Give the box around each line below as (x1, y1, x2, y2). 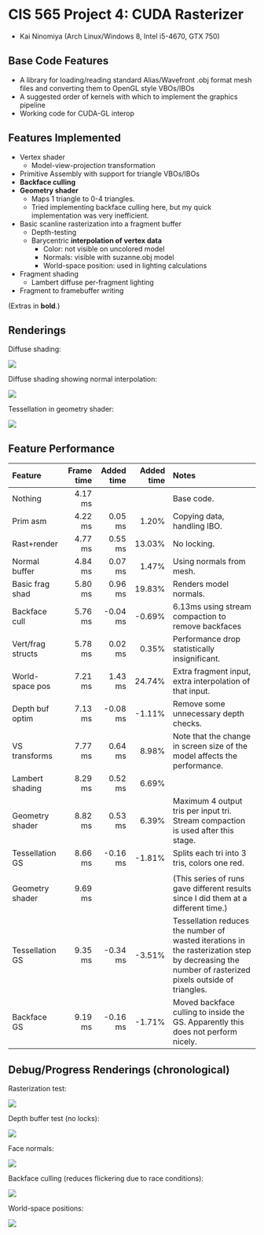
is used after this (172, 825, 234, 836)
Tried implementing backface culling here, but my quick (31, 202, 212, 211)
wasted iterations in (172, 935, 245, 946)
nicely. (172, 1036, 198, 1047)
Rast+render (12, 538, 58, 549)
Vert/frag (12, 639, 46, 650)
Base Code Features (8, 54, 109, 68)
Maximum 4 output (172, 796, 243, 807)
